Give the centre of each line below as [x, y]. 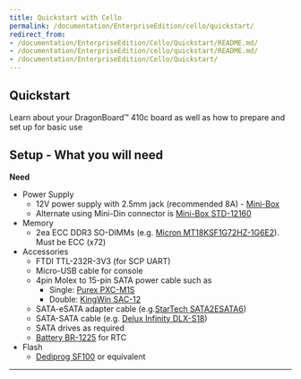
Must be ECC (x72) [71, 242]
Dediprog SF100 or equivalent [90, 357]
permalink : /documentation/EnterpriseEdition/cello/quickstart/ [132, 26]
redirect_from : [38, 34]
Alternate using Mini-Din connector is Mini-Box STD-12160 [144, 213]
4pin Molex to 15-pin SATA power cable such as [124, 280]
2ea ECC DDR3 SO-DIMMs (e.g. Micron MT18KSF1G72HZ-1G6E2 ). [157, 232]
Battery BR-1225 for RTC [81, 337]
